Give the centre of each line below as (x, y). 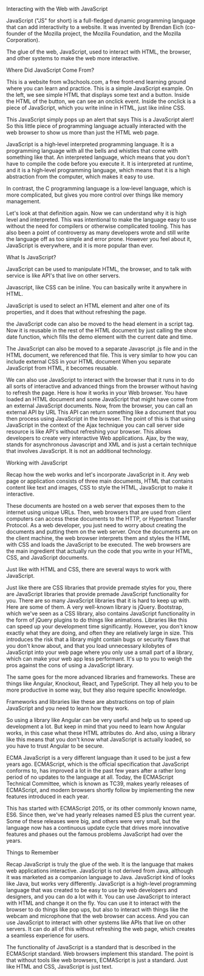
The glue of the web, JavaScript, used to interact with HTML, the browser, (99, 52)
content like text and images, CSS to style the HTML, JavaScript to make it (99, 487)
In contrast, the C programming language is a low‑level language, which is (99, 188)
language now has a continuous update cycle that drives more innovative (98, 828)
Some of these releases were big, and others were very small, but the (93, 821)
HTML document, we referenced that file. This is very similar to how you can (102, 355)
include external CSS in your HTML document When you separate (89, 361)
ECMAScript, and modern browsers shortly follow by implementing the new (100, 790)
